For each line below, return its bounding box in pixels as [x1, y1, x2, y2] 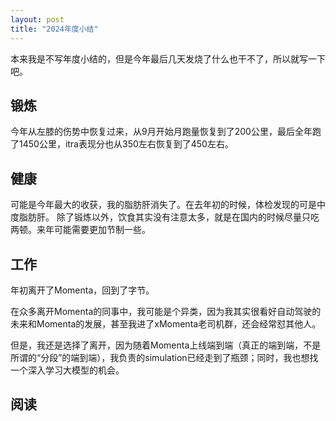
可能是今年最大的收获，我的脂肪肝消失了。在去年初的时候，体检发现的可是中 [10, 199, 326, 211]
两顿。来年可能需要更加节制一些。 [10, 224, 151, 236]
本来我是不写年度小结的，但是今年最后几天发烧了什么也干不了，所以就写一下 [10, 52, 326, 65]
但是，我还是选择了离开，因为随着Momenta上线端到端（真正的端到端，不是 [10, 339, 322, 351]
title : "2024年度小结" [10, 24, 99, 34]
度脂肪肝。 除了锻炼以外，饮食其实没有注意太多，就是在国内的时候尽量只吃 [10, 211, 320, 223]
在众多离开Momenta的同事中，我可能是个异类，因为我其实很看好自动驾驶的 [10, 305, 322, 317]
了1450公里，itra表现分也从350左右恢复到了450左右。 [10, 138, 234, 150]
